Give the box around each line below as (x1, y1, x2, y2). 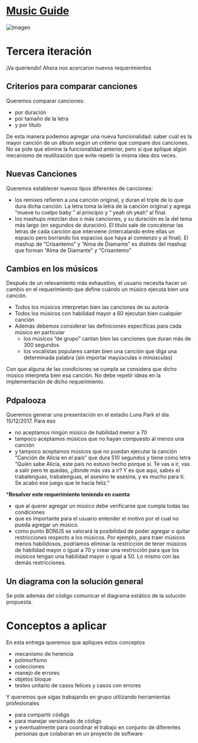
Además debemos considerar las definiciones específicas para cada (14, 322, 182, 330)
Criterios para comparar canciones (6, 81, 138, 91)
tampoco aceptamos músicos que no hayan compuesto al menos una (14, 435, 184, 443)
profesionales (6, 699, 40, 707)
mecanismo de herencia (14, 650, 74, 657)
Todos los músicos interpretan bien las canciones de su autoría (14, 304, 169, 311)
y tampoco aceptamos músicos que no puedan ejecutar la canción (14, 448, 177, 455)
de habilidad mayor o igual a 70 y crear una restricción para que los (14, 547, 179, 554)
